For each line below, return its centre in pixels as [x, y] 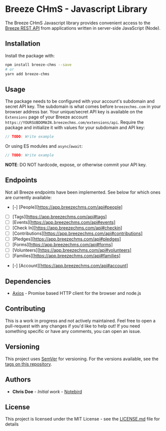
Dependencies [28, 281]
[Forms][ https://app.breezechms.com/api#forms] [62, 245]
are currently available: [28, 197]
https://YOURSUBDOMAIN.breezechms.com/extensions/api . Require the [75, 122]
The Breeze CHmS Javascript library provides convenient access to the [78, 23]
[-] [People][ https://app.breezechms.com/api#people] [67, 207]
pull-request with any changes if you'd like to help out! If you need [73, 326]
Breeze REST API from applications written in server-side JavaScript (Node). [83, 28]
